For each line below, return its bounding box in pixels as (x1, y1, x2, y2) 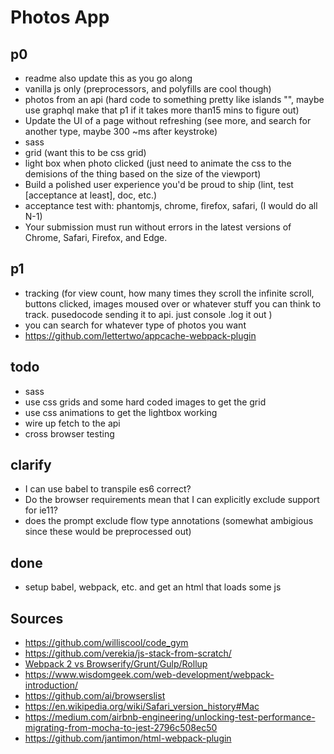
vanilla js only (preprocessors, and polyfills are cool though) (24, 83, 272, 95)
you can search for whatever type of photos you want (24, 319, 247, 331)
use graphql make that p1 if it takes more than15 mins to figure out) (24, 104, 300, 116)
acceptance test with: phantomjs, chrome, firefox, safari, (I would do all (24, 200, 318, 211)
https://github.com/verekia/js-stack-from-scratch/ (24, 647, 232, 660)
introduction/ (24, 679, 79, 691)
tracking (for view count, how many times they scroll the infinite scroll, (24, 287, 315, 299)
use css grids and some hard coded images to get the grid (24, 396, 267, 408)
